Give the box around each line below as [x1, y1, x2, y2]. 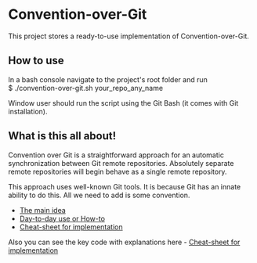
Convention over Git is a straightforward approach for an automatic [8, 150, 225, 160]
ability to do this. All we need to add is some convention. [8, 190, 190, 200]
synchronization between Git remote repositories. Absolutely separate [8, 158, 234, 168]
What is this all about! [8, 129, 117, 142]
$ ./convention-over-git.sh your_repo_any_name [8, 83, 163, 92]
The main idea [19, 205, 67, 214]
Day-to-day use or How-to [19, 214, 106, 223]
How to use [8, 54, 64, 67]
